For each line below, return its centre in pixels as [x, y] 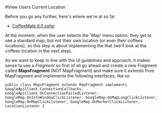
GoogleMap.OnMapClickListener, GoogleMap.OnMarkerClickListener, [72, 102]
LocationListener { [25, 106]
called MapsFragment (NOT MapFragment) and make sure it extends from [80, 71]
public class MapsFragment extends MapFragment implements [66, 85]
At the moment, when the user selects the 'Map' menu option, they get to [78, 35]
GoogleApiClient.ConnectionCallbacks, [44, 89]
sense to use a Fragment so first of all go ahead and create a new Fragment [81, 66]
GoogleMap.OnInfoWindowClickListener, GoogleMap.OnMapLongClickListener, [81, 97]
